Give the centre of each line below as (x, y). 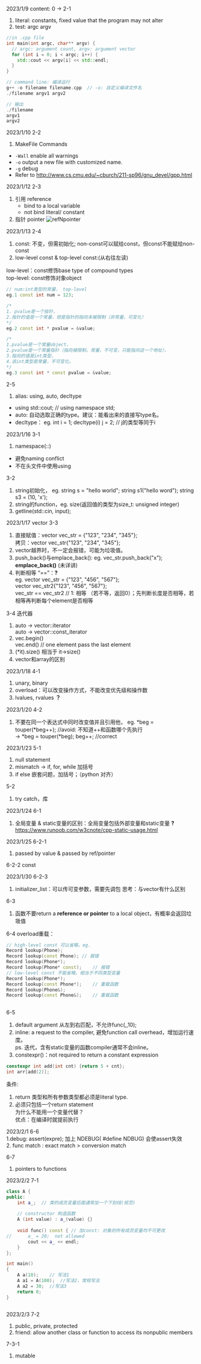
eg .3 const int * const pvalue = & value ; (59, 372)
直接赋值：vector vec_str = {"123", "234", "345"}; (76, 535)
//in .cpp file (25, 38)
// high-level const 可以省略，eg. (49, 945)
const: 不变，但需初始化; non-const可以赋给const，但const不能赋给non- (105, 244)
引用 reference (33, 199)
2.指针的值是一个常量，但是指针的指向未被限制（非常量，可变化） (76, 317)
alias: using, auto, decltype (48, 396)
